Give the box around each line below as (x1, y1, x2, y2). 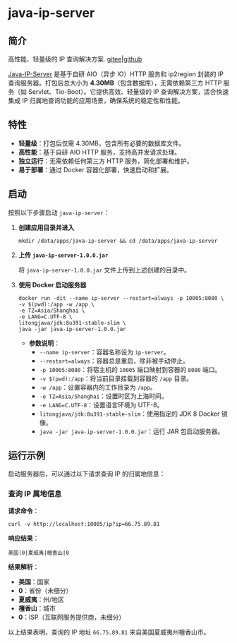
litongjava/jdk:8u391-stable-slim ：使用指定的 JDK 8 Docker (39, 409, 220, 418)
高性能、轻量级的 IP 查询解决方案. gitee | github (8, 55, 142, 63)
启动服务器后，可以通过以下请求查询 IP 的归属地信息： (8, 469, 166, 478)
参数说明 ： (28, 339, 61, 347)
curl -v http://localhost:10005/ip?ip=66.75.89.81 (8, 520, 160, 527)
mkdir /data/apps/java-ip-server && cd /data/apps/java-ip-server (18, 237, 218, 244)
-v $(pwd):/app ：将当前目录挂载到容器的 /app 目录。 (39, 374, 193, 383)
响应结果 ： (8, 534, 39, 542)
